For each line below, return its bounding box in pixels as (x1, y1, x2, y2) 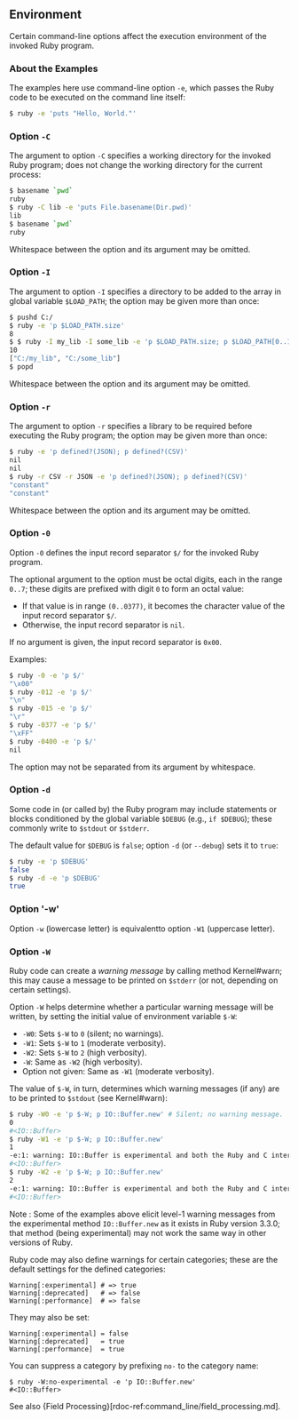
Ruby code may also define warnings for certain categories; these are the (9, 1254, 278, 1264)
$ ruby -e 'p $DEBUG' (9, 857, 90, 866)
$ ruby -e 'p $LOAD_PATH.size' (9, 321, 125, 330)
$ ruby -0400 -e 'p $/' (9, 737, 98, 746)
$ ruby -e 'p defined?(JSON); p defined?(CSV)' (9, 448, 189, 457)
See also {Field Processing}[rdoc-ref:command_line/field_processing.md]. (9, 1400, 281, 1411)
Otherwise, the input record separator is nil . (21, 619, 184, 630)
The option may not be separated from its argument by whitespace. (9, 762, 255, 772)
